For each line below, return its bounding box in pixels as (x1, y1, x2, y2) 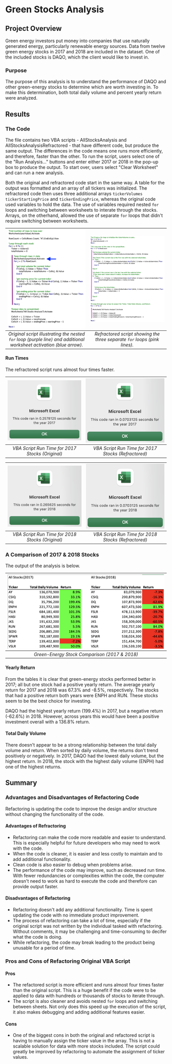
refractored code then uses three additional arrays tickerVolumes (5, 190, 143, 196)
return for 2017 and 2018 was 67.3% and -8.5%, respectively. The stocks (5, 687, 159, 693)
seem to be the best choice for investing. (5, 698, 92, 704)
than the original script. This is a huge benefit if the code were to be (12, 987, 156, 994)
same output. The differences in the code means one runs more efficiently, (5, 147, 163, 154)
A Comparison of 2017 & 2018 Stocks (5, 551, 99, 558)
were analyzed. (5, 95, 38, 101)
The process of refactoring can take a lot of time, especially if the (12, 917, 151, 923)
